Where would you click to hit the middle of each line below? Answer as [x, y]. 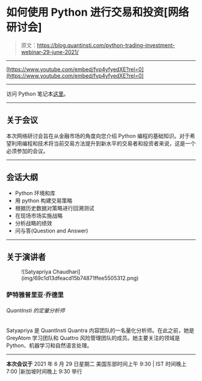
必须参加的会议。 [27, 150]
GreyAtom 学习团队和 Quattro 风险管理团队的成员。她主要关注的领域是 [93, 338]
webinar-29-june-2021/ [50, 52]
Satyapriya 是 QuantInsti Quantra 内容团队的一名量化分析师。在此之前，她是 [100, 330]
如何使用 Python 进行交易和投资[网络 [98, 12]
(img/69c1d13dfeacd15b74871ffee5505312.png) [80, 278]
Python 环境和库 [35, 193]
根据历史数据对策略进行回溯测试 [54, 208]
